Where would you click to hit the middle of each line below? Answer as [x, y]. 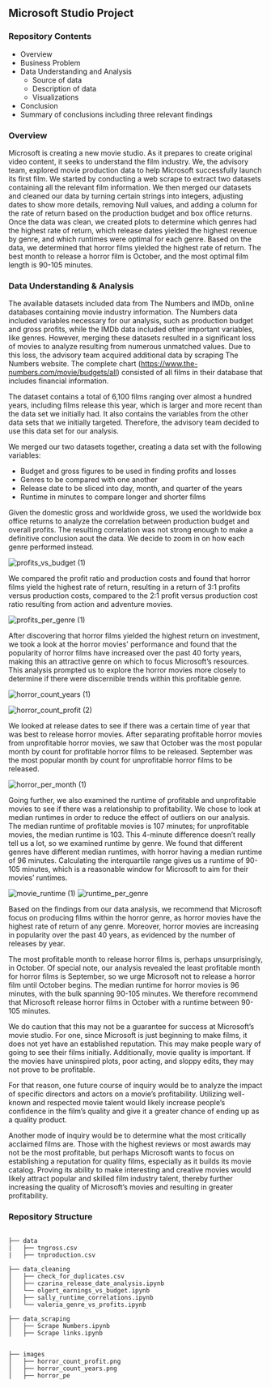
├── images [27, 1354]
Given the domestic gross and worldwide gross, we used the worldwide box [135, 513]
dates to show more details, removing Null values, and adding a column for [133, 204]
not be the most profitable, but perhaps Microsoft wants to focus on [121, 1153]
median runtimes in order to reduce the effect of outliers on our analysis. [129, 818]
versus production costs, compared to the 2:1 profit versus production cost [133, 596]
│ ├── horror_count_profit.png [65, 1361]
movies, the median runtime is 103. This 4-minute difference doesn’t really [132, 835]
